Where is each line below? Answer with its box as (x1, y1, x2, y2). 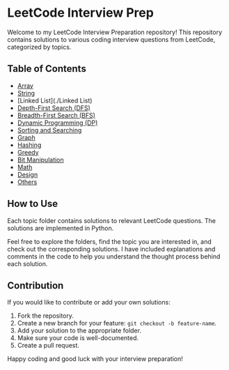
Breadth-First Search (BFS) (17, 111, 96, 119)
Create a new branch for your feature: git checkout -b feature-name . (17, 319, 217, 327)
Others (17, 178, 38, 186)
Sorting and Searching (17, 125, 82, 134)
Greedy (17, 148, 40, 156)
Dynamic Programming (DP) (17, 118, 98, 127)
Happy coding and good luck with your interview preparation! (7, 355, 183, 363)
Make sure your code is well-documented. (17, 334, 139, 342)
